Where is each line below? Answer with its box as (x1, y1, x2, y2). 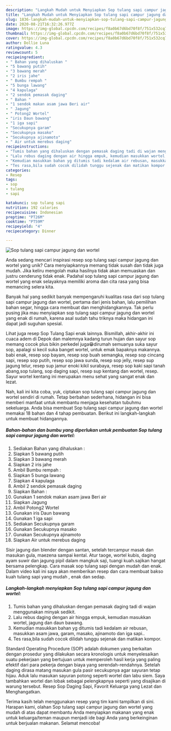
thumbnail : (6, 31, 29, 36)
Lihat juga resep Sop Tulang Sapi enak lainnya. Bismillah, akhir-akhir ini (6, 330, 154, 336)
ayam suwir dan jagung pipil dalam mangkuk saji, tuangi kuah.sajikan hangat (6, 557, 165, 563)
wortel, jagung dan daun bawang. (13, 619, 84, 626)
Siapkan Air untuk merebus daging (13, 537, 86, 543)
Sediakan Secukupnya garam (13, 521, 75, 527)
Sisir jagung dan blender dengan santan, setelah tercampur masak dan (6, 546, 154, 553)
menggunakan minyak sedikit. (13, 609, 76, 615)
